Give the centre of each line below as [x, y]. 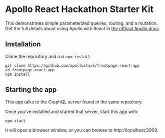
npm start [15, 121]
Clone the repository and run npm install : [48, 56]
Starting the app [31, 90]
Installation [23, 44]
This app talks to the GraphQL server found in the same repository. [74, 102]
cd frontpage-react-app [30, 70]
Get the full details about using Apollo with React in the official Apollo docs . [82, 28]
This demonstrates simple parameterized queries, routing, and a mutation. [81, 23]
